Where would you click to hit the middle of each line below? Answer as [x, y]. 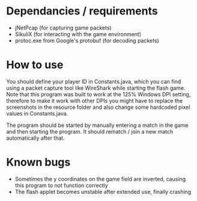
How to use [35, 65]
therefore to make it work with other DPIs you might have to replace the [95, 100]
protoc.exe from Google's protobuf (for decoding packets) [87, 40]
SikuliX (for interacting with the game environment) [78, 34]
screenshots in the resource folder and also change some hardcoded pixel [98, 107]
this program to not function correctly [61, 185]
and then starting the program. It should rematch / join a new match [90, 131]
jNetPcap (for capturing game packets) [63, 28]
